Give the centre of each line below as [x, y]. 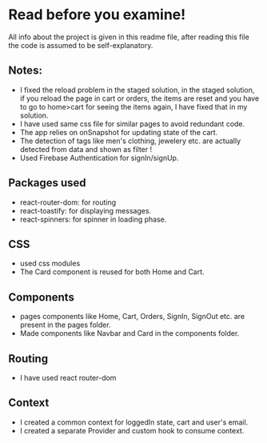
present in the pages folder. [65, 325]
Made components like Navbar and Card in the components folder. [130, 333]
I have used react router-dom [68, 378]
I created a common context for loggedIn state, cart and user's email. [134, 422]
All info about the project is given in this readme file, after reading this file [129, 37]
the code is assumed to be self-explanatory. [81, 45]
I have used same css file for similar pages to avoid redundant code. [132, 124]
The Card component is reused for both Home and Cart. [112, 272]
